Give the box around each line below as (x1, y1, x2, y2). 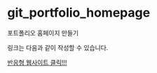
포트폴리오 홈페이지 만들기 (7, 29, 79, 37)
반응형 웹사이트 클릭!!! (7, 58, 67, 67)
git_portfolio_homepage (7, 5, 151, 21)
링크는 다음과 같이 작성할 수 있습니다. (7, 43, 109, 51)
